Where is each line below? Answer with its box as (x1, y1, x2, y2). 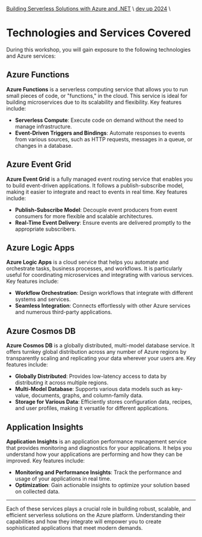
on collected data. (14, 488, 60, 495)
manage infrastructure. (14, 123, 72, 130)
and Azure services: (6, 52, 56, 59)
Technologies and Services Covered (6, 26, 191, 40)
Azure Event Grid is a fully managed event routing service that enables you (6, 175, 193, 183)
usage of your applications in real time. (14, 475, 112, 482)
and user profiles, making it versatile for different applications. (14, 405, 170, 412)
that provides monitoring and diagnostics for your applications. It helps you (6, 444, 192, 451)
